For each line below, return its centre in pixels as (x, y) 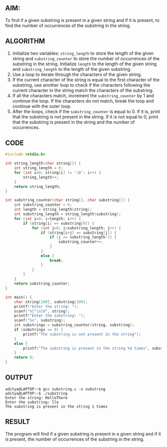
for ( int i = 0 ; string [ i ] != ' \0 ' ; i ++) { (58, 173)
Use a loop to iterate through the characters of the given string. (77, 74)
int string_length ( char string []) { (43, 163)
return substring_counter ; (42, 284)
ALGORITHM (25, 41)
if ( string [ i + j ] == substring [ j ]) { (79, 233)
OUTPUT (19, 377)
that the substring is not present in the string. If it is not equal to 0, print (85, 117)
